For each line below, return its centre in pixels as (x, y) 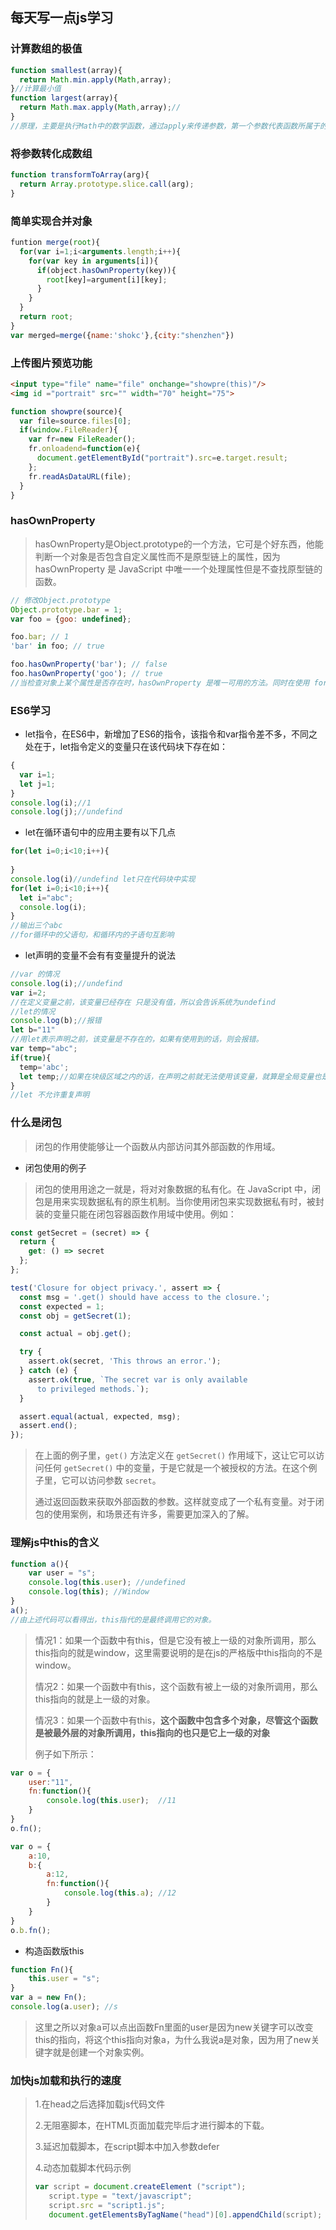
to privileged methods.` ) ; (93, 1389)
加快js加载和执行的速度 (66, 2080)
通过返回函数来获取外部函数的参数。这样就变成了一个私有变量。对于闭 (179, 1502)
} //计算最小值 (36, 89)
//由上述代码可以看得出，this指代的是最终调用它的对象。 (113, 1619)
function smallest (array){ (66, 70)
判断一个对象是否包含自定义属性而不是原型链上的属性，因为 (157, 556)
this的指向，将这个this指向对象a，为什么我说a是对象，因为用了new (173, 2039)
